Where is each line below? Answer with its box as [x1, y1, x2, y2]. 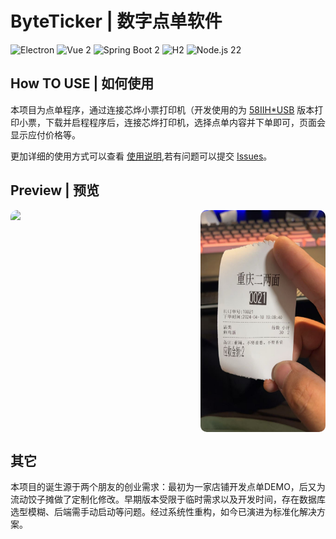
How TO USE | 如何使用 [10, 75, 155, 92]
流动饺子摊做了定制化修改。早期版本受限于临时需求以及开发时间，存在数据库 [10, 493, 326, 505]
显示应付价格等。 [10, 128, 81, 141]
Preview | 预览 [10, 182, 100, 199]
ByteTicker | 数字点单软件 [10, 10, 223, 33]
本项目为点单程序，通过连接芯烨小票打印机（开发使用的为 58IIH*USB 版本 [10, 103, 315, 116]
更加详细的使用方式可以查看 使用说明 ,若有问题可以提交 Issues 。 [10, 150, 273, 162]
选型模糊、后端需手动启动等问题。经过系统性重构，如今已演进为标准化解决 [10, 505, 317, 517]
